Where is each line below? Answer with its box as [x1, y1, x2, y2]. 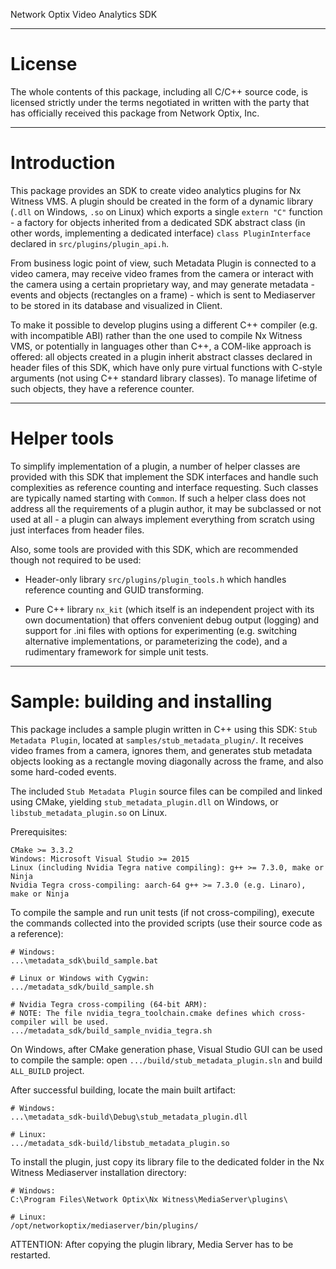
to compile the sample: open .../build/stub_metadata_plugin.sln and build [10, 1054, 323, 1066]
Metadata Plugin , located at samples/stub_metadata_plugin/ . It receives [10, 734, 304, 746]
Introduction [10, 152, 116, 174]
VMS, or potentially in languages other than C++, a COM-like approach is [10, 340, 312, 352]
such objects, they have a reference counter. [10, 382, 195, 394]
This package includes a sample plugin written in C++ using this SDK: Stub [10, 723, 318, 735]
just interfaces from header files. [10, 524, 145, 536]
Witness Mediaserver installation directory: [10, 1166, 187, 1178]
